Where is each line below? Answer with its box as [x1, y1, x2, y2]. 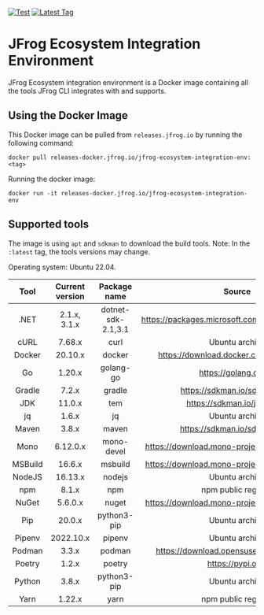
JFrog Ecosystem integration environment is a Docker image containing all [8, 77, 249, 87]
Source [223, 286, 251, 297]
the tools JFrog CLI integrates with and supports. [8, 86, 167, 95]
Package [98, 280, 132, 291]
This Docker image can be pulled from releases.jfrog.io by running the [8, 130, 243, 139]
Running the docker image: [8, 174, 96, 183]
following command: [8, 138, 75, 147]
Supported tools [8, 217, 90, 232]
